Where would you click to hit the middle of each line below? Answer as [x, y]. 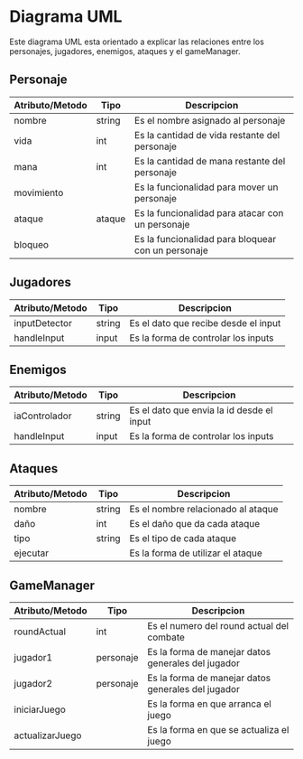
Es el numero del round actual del [218, 626]
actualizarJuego [48, 736]
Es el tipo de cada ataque [183, 539]
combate [166, 637]
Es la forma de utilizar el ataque [196, 553]
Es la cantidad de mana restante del [210, 161]
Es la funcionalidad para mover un [206, 187]
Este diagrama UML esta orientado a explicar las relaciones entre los [137, 42]
